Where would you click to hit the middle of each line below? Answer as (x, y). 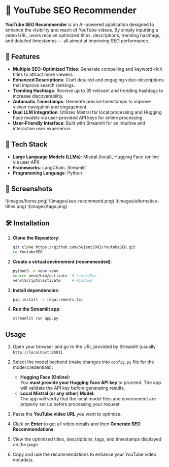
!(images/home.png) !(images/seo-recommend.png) (60, 201)
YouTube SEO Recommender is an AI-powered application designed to (80, 24)
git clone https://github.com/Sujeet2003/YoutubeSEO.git (74, 247)
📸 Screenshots (29, 188)
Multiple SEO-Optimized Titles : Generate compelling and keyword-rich (87, 69)
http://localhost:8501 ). (38, 352)
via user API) (26, 162)
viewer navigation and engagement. (50, 107)
